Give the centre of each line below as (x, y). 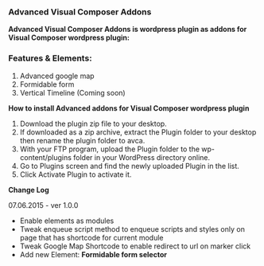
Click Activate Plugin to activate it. (76, 174)
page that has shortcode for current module (92, 237)
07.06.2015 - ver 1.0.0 (43, 205)
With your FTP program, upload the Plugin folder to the (110, 149)
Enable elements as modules (67, 221)
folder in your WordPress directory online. (142, 157)
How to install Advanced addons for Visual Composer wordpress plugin (129, 108)
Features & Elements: (50, 58)
